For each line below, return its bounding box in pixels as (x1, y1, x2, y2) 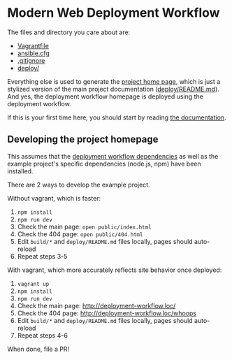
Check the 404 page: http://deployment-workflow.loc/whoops (17, 309, 197, 317)
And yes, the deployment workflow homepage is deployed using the (7, 92, 204, 101)
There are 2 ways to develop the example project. (7, 180, 150, 189)
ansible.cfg (17, 49, 50, 57)
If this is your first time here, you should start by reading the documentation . (7, 113, 226, 122)
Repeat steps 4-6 (17, 331, 68, 340)
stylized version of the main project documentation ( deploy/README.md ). (7, 85, 220, 93)
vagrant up (17, 280, 50, 287)
